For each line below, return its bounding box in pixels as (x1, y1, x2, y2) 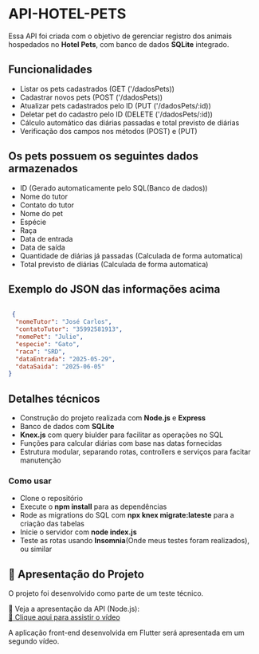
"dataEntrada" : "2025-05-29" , (15, 355, 116, 363)
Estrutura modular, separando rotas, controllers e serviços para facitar (19, 447, 251, 457)
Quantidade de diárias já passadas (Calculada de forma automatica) (19, 250, 243, 260)
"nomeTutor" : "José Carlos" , (15, 318, 112, 326)
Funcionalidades (8, 63, 93, 77)
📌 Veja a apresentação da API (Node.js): (8, 604, 139, 614)
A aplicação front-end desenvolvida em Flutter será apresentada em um (8, 628, 245, 638)
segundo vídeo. (8, 636, 60, 646)
